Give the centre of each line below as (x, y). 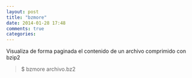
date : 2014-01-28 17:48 (36, 23)
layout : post (23, 12)
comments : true (25, 28)
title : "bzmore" (26, 17)
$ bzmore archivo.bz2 (48, 69)
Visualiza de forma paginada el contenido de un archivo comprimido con (96, 51)
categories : (21, 34)
